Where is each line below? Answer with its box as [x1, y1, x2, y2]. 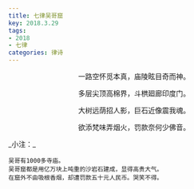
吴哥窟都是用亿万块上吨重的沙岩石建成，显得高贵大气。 [8, 165, 164, 173]
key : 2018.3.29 [8, 19, 59, 27]
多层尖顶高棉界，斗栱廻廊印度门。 [78, 89, 190, 98]
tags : [8, 26, 26, 34]
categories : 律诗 [8, 49, 64, 57]
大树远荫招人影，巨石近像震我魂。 [78, 105, 190, 115]
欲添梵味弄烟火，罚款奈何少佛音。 [78, 123, 190, 132]
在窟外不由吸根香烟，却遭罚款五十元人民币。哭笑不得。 [8, 174, 164, 182]
